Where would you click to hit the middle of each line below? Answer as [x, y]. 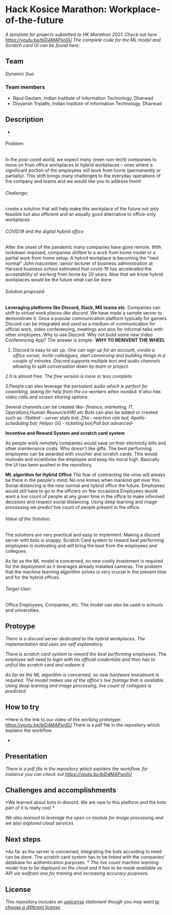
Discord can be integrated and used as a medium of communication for [81, 324]
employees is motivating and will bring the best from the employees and [81, 545]
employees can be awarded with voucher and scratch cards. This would [81, 454]
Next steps [23, 839]
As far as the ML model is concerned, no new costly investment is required [84, 561]
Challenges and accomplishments [61, 790]
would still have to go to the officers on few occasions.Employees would [81, 491]
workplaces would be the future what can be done [58, 280]
